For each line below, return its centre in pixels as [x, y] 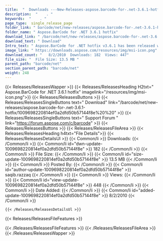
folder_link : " [20, 28]
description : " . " [29, 14]
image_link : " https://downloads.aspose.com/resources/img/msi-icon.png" [81, 50]
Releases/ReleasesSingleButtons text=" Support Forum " [62, 118]
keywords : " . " [26, 19]
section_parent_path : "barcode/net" [42, 69]
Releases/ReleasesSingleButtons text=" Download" [56, 102]
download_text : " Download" [33, 41]
